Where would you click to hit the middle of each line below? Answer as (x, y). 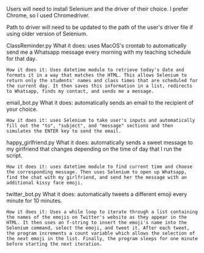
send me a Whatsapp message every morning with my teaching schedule (99, 52)
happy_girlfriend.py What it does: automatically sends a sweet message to (100, 142)
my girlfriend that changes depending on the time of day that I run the (94, 149)
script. (14, 155)
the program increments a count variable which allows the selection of (101, 233)
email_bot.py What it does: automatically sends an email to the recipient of (100, 103)
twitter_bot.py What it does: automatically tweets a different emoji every (97, 194)
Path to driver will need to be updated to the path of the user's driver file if (100, 27)
